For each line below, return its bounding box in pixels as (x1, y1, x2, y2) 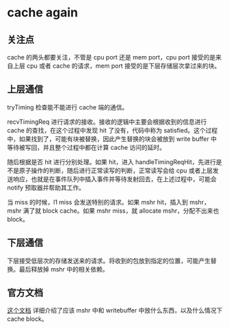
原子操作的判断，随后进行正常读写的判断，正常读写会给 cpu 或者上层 (18, 166, 213, 174)
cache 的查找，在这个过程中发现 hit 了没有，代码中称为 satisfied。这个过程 (7, 126, 218, 134)
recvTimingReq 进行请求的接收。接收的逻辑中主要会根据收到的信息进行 (7, 118, 207, 126)
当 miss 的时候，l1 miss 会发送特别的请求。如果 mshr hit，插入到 (7, 198, 189, 206)
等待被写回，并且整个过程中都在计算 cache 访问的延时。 (7, 143, 166, 151)
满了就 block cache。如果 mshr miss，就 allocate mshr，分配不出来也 (23, 207, 219, 215)
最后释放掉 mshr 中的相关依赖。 (18, 265, 109, 273)
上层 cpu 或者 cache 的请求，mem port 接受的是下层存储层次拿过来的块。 (12, 62, 221, 70)
